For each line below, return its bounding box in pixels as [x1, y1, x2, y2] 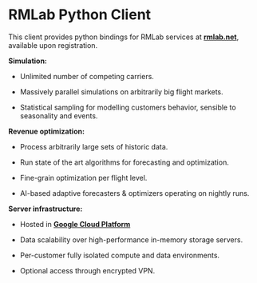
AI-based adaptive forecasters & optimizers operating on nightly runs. [19, 188, 250, 197]
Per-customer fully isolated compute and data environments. [19, 250, 220, 260]
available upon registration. [8, 40, 98, 50]
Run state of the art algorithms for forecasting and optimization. [19, 157, 229, 167]
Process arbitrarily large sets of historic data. [19, 141, 168, 151]
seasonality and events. [19, 110, 98, 121]
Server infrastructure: [8, 204, 83, 213]
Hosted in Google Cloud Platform [19, 219, 131, 229]
